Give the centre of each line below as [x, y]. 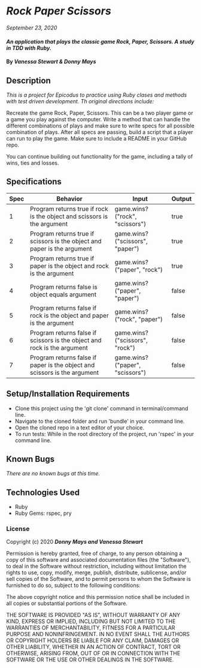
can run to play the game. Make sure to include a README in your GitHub [97, 138]
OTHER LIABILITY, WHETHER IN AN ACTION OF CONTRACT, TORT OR [93, 647]
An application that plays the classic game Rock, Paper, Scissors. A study [100, 41]
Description [28, 80]
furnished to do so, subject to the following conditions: [73, 585]
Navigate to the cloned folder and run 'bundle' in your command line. [100, 421]
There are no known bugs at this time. [53, 473]
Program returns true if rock [69, 208]
